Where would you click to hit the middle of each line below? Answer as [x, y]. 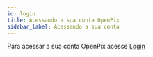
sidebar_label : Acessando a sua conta [63, 26]
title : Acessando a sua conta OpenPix [63, 20]
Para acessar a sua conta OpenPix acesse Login [76, 47]
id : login [22, 14]
